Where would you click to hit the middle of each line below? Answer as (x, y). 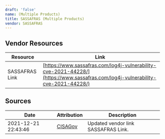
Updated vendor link (111, 123)
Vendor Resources (34, 43)
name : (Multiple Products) (33, 14)
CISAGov (67, 126)
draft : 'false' (21, 10)
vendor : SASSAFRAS (24, 23)
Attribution (70, 115)
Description (123, 115)
